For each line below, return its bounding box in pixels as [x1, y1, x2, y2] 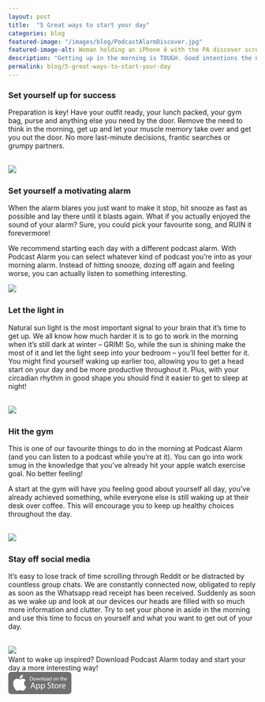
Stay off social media [8, 553, 91, 564]
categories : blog [8, 29, 65, 37]
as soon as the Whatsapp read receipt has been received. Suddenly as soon [8, 588, 256, 598]
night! [8, 381, 28, 390]
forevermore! [8, 229, 51, 238]
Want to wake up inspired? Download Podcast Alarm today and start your [8, 655, 246, 664]
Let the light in [8, 304, 65, 316]
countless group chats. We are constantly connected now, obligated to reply [8, 580, 256, 589]
